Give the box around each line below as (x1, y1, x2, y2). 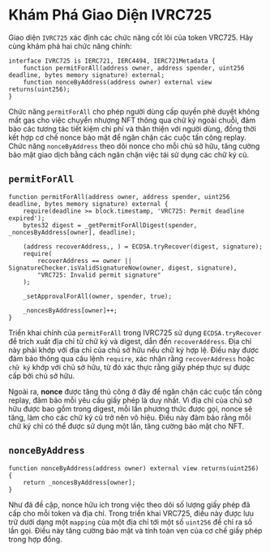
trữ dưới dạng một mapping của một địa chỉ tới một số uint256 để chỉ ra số (8, 517, 253, 527)
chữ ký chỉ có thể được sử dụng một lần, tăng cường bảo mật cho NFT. (8, 420, 245, 431)
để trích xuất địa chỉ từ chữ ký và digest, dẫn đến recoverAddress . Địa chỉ (8, 336, 252, 346)
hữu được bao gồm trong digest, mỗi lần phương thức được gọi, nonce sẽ (8, 403, 253, 413)
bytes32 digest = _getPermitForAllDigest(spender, (23, 221, 198, 229)
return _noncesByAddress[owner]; (23, 478, 136, 486)
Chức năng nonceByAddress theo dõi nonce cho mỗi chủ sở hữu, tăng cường (8, 140, 260, 151)
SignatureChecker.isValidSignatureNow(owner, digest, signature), (8, 264, 238, 272)
